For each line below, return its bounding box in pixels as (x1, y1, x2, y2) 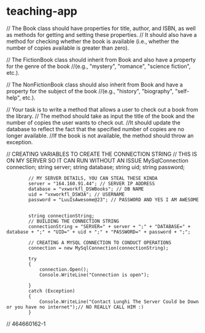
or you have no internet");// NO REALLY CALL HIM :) (6, 304, 144, 310)
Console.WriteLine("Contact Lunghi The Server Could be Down (39, 299, 199, 305)
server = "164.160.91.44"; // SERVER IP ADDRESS (28, 180, 155, 186)
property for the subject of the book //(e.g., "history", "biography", (6, 87, 174, 94)
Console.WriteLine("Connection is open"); (39, 272, 150, 278)
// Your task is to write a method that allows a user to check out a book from (6, 105, 198, 113)
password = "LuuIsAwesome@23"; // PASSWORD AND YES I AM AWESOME (28, 196, 199, 203)
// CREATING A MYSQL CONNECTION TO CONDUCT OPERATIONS (28, 239, 172, 246)
